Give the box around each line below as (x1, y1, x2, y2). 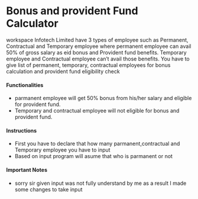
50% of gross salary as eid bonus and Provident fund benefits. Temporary (6, 49, 187, 56)
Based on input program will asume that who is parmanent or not (14, 153, 173, 160)
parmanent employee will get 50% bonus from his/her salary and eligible (14, 95, 192, 102)
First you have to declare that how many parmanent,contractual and (14, 140, 180, 147)
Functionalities (6, 81, 44, 88)
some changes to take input (14, 185, 83, 193)
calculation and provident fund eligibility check (6, 68, 120, 75)
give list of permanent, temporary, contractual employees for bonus (6, 61, 171, 69)
